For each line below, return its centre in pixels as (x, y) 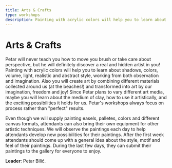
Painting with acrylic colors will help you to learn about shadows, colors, (82, 70)
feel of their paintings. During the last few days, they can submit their (78, 146)
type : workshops (23, 15)
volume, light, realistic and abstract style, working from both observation (82, 76)
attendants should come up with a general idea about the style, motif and (83, 140)
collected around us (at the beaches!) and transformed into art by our (79, 87)
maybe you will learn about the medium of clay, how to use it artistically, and (86, 98)
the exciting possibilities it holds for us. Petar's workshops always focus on (85, 103)
